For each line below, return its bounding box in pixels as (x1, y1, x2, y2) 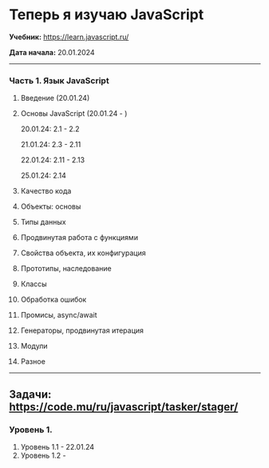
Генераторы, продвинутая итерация (20, 326, 144, 335)
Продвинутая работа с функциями (20, 233, 139, 242)
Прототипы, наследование (20, 264, 112, 274)
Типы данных (20, 218, 66, 227)
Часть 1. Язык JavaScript (9, 74, 110, 86)
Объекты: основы (20, 202, 81, 211)
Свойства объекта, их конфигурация (20, 248, 146, 258)
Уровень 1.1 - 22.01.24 (20, 442, 95, 451)
